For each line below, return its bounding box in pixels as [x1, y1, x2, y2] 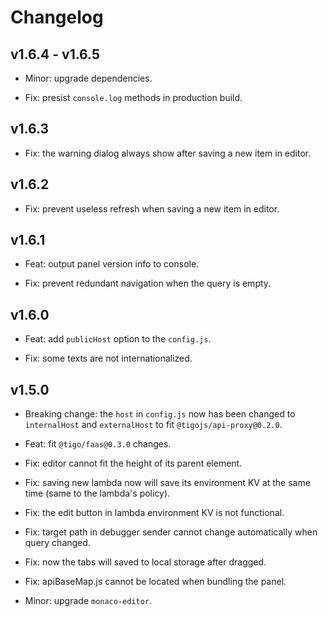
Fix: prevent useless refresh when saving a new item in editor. [24, 202, 280, 215]
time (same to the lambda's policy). [24, 487, 171, 500]
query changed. [24, 537, 91, 549]
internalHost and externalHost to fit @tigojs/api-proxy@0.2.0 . [24, 419, 283, 431]
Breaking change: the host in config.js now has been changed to [24, 408, 296, 420]
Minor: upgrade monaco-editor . [24, 595, 153, 607]
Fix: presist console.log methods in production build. [24, 92, 243, 103]
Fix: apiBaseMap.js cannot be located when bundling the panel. [24, 576, 287, 588]
